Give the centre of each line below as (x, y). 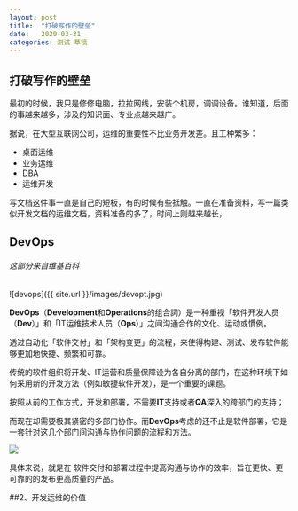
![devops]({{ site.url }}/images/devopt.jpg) (86, 294)
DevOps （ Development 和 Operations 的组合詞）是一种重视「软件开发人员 (144, 312)
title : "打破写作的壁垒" (52, 26)
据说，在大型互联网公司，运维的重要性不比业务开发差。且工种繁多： (133, 133)
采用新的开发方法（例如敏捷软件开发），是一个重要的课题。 (123, 383)
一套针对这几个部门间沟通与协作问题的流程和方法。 (102, 432)
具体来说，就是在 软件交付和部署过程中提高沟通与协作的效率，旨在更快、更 (146, 468)
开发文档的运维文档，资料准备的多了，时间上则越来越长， (122, 214)
